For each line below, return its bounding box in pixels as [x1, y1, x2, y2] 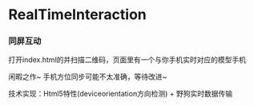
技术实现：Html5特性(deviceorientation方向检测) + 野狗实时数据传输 [8, 89, 233, 99]
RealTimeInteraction [8, 6, 147, 24]
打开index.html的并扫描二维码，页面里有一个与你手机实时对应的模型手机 [8, 55, 247, 65]
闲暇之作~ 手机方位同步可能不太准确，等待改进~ [8, 72, 167, 81]
